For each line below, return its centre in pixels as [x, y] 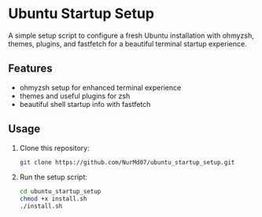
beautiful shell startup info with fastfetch [85, 104]
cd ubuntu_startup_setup [60, 192]
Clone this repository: [54, 148]
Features [30, 69]
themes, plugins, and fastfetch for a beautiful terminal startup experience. [127, 43]
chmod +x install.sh [53, 199]
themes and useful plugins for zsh [75, 96]
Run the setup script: [54, 177]
